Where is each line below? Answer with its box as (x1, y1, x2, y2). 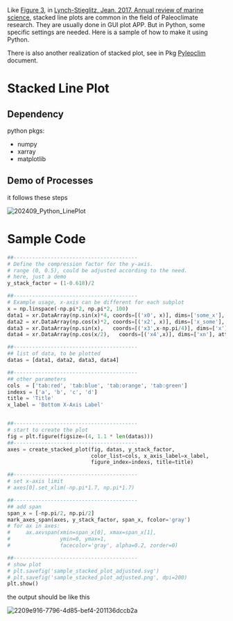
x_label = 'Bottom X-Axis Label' (7, 401, 104, 408)
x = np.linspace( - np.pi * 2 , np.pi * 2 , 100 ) (7, 305, 129, 312)
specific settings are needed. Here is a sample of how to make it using (7, 28, 208, 36)
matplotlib (17, 155, 46, 163)
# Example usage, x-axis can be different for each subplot (7, 299, 185, 306)
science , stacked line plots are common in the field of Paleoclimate (7, 13, 199, 22)
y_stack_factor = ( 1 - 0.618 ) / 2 (7, 280, 95, 287)
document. (7, 56, 38, 65)
